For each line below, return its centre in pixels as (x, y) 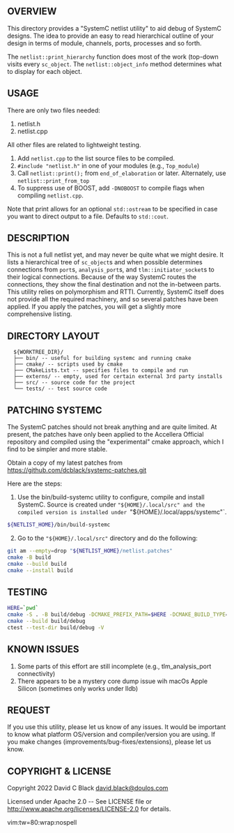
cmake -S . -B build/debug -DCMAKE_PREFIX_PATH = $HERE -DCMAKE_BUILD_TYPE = (118, 615)
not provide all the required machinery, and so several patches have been (112, 299)
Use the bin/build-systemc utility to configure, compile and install (111, 497)
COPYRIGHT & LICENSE (59, 771)
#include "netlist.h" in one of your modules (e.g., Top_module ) (108, 165)
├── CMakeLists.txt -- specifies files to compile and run (101, 370)
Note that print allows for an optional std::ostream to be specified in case (112, 209)
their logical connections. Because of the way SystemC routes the (102, 277)
